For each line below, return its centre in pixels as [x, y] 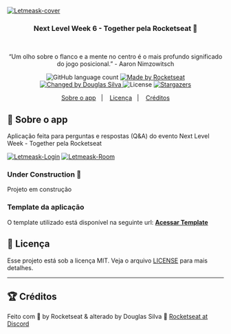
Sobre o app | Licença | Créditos [115, 98]
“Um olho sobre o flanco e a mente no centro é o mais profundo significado [115, 57]
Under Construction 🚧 [44, 175]
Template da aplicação [46, 208]
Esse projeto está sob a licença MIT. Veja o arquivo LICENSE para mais [108, 260]
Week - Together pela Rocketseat [54, 144]
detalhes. [20, 267]
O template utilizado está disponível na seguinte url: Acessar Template [108, 222]
